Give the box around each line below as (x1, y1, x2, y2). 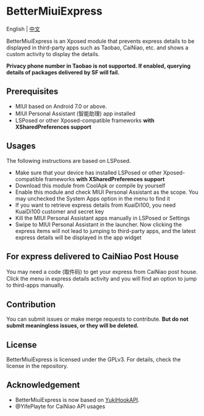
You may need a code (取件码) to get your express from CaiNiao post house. (6, 268, 198, 276)
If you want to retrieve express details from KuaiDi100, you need (15, 201, 176, 209)
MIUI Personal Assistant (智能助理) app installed (15, 110, 136, 117)
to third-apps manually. (6, 282, 65, 289)
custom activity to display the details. (6, 50, 100, 57)
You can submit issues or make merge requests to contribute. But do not (6, 315, 189, 323)
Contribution (6, 299, 56, 309)
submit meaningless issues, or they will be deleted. (6, 322, 139, 329)
